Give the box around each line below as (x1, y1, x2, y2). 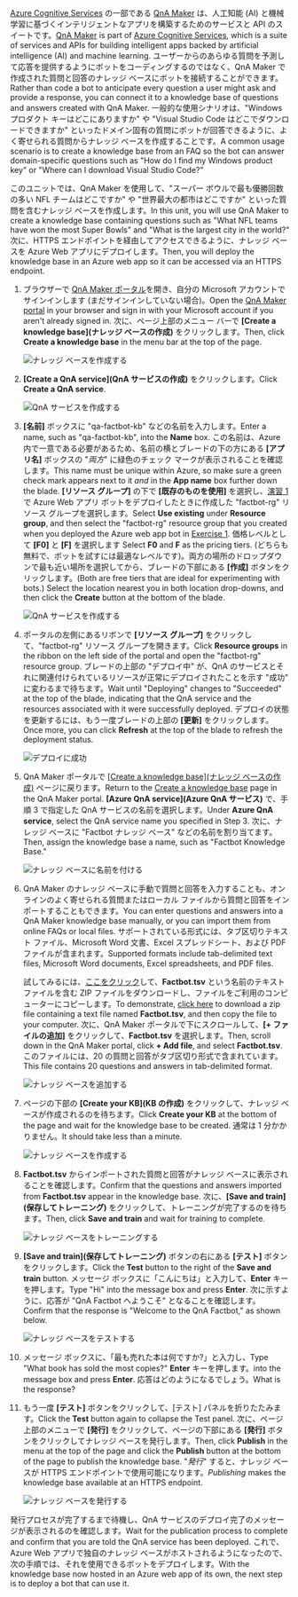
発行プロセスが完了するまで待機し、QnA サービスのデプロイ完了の (10, 1514, 254, 1524)
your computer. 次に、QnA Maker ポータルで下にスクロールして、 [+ (22, 1019, 271, 1029)
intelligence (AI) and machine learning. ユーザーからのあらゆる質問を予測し (10, 51, 286, 60)
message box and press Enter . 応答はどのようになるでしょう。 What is (22, 1374, 281, 1384)
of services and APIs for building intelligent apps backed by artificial (10, 40, 259, 51)
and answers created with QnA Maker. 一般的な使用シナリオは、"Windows (10, 103, 283, 113)
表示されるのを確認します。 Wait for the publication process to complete (25, 1525, 288, 1536)
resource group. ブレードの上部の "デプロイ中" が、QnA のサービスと (22, 661, 277, 672)
